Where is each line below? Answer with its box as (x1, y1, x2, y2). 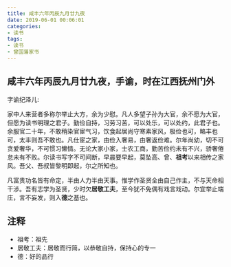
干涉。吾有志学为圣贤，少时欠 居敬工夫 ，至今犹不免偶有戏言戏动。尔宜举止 (7, 184, 218, 193)
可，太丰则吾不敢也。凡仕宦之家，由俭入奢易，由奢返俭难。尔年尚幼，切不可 (7, 136, 224, 144)
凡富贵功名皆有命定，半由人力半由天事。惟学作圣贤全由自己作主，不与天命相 (7, 176, 224, 184)
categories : (7, 23, 41, 30)
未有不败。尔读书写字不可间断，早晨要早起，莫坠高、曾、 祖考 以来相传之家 (12, 153, 224, 161)
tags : (7, 36, 23, 43)
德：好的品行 (16, 252, 54, 260)
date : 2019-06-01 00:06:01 (7, 17, 85, 23)
